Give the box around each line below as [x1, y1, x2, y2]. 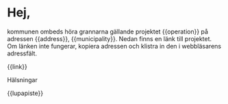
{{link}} [7, 62, 27, 70]
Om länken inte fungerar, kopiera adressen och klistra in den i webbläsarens [7, 42, 221, 50]
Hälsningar [7, 75, 38, 83]
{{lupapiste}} [7, 89, 43, 97]
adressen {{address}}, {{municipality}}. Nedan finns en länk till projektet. [7, 34, 212, 42]
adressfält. [7, 49, 38, 57]
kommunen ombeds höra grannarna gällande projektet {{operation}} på [7, 27, 209, 36]
